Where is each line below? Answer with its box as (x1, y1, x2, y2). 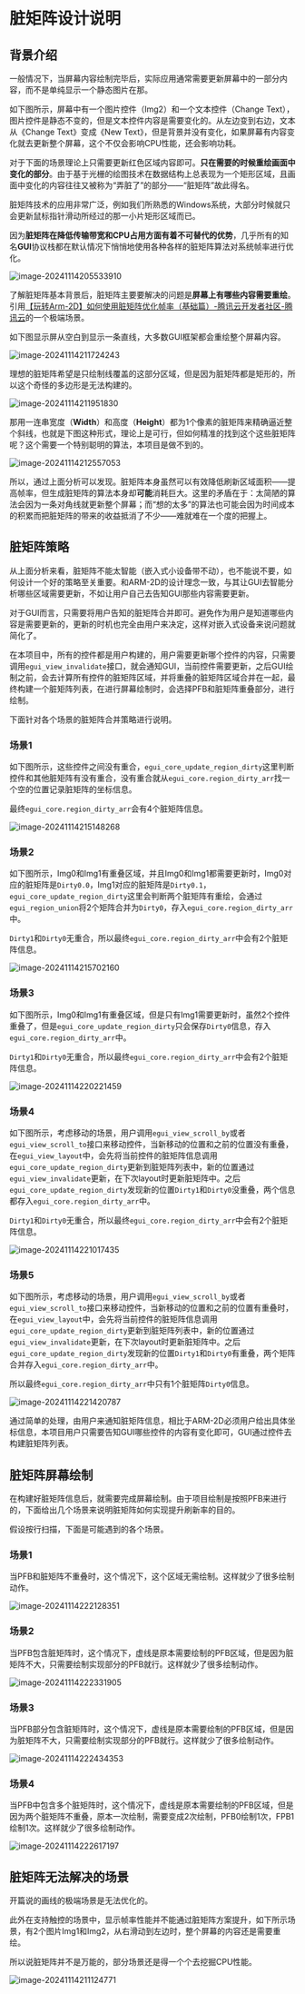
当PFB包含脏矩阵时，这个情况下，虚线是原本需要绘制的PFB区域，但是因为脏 (9, 1647, 294, 1658)
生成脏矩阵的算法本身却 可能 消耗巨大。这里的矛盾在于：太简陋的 (48, 488, 288, 498)
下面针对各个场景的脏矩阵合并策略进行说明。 (9, 714, 177, 725)
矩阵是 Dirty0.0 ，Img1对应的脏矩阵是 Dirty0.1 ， (33, 879, 212, 890)
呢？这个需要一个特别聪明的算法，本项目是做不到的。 (9, 440, 209, 450)
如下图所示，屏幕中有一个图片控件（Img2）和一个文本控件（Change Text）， (9, 104, 295, 114)
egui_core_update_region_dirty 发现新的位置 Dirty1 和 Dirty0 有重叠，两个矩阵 (9, 1348, 296, 1359)
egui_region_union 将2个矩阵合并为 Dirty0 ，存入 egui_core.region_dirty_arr (9, 902, 293, 913)
